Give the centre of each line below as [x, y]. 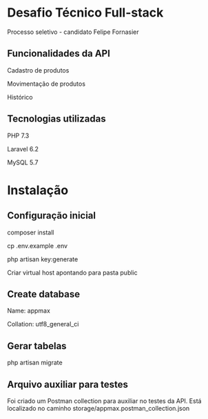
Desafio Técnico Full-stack [85, 13]
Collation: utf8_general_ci [43, 324]
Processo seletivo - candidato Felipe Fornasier [73, 32]
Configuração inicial [52, 216]
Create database [44, 294]
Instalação [38, 190]
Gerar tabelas [37, 346]
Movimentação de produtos [46, 84]
